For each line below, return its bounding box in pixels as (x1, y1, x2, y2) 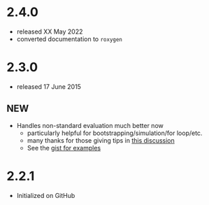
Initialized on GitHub (16, 191, 75, 199)
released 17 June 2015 (16, 82, 82, 91)
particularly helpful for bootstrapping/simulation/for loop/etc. (27, 129, 203, 137)
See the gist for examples (27, 143, 101, 152)
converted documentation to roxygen (16, 34, 123, 43)
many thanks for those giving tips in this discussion (27, 136, 175, 144)
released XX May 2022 (16, 27, 83, 36)
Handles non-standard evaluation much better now (16, 121, 164, 129)
